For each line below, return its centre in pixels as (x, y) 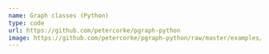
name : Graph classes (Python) (59, 15)
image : (19, 38)
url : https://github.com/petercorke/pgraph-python (94, 30)
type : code (26, 23)
